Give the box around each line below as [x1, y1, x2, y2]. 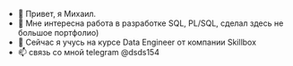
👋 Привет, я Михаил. [17, 9, 97, 19]
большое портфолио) [17, 28, 99, 37]
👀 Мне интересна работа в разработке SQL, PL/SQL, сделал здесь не [17, 18, 284, 29]
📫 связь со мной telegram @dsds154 [17, 47, 159, 57]
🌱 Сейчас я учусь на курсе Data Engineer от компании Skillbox [17, 37, 257, 47]
